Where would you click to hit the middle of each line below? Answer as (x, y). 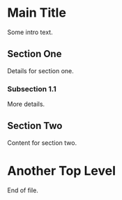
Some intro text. (30, 32)
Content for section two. (42, 143)
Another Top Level (62, 171)
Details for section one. (41, 70)
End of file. (23, 190)
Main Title (37, 13)
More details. (26, 104)
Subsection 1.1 (32, 89)
